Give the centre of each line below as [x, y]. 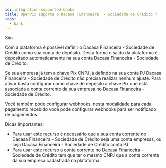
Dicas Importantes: [25, 124]
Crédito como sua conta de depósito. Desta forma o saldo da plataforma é [81, 53]
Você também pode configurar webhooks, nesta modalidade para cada [78, 104]
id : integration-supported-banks [40, 10]
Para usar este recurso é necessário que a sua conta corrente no [79, 134]
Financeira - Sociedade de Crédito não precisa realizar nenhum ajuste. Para [83, 78]
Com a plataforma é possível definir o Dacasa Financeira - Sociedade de [80, 47]
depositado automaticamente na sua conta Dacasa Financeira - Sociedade [82, 58]
